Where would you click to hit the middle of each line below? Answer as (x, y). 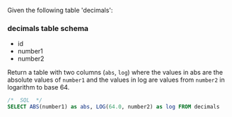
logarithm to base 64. (39, 87)
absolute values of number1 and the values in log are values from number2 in (116, 80)
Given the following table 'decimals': (60, 10)
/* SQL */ (25, 100)
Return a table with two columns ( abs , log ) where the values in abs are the (115, 73)
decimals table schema (48, 28)
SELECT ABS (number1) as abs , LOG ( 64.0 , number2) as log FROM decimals (114, 107)
